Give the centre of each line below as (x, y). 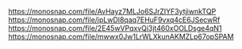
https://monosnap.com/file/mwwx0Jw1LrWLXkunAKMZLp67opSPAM (121, 36)
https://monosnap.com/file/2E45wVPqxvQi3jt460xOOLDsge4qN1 (115, 28)
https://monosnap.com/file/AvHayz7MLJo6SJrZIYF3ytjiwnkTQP (112, 11)
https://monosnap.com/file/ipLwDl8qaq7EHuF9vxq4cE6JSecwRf (114, 20)
